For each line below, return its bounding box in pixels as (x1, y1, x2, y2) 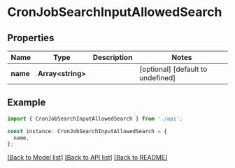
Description (92, 53, 133, 62)
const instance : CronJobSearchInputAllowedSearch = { (7, 128, 168, 135)
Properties (7, 32, 55, 44)
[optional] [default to (139, 64, 208, 74)
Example (7, 97, 46, 109)
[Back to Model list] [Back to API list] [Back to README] (7, 153, 168, 162)
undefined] (139, 73, 176, 82)
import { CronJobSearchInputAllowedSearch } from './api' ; (7, 115, 183, 122)
